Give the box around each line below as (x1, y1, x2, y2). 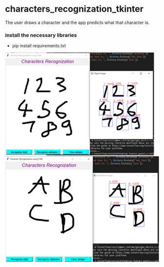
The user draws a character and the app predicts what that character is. (5, 20, 150, 25)
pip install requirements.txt (12, 43, 66, 49)
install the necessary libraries (5, 32, 77, 39)
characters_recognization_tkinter (5, 3, 144, 15)
